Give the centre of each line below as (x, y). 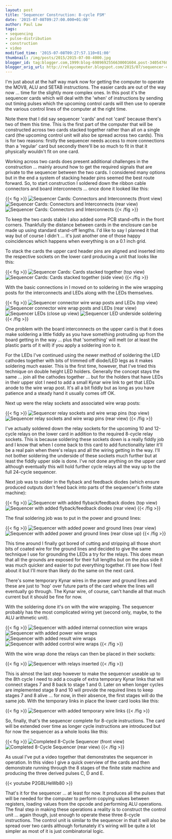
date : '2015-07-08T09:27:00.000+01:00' (48, 19)
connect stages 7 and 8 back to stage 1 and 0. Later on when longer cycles (84, 685)
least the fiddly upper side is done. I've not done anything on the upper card (85, 461)
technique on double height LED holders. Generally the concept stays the (83, 371)
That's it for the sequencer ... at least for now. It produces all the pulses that (85, 793)
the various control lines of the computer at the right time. (66, 109)
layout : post (19, 10)
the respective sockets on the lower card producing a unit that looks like (81, 257)
